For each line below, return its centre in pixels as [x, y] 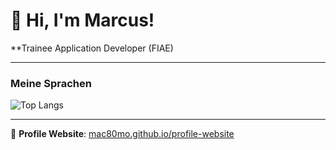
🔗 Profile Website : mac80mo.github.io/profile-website [122, 134]
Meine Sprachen [51, 83]
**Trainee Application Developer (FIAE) [92, 48]
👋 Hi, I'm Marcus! [82, 20]
